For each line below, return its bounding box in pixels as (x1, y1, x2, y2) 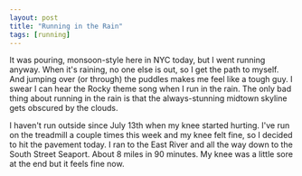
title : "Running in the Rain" (9, 22, 124, 31)
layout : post (9, 13, 59, 23)
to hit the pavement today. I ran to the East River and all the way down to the (9, 139, 294, 150)
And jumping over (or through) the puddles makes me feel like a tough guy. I (9, 74, 293, 85)
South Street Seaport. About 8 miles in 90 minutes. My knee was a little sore (9, 149, 294, 160)
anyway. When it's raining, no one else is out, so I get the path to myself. (9, 64, 279, 75)
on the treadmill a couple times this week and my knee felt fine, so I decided (9, 130, 293, 141)
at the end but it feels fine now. (9, 159, 125, 170)
